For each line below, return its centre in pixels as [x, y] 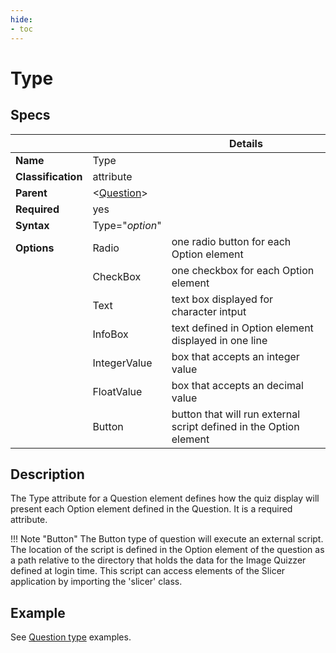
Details [245, 143]
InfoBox [110, 334]
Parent [31, 193]
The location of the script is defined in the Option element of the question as [167, 550]
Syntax [32, 225]
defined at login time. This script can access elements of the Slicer [148, 571]
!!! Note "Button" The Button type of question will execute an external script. [167, 539]
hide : [21, 19]
